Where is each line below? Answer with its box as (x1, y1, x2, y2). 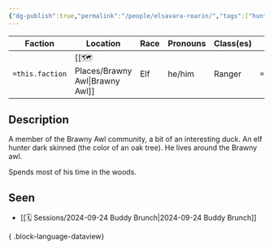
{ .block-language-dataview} (8, 232, 105, 242)
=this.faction (12, 70, 67, 79)
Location (85, 37, 121, 49)
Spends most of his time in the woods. (8, 167, 136, 177)
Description (8, 113, 69, 127)
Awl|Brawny (74, 75, 120, 86)
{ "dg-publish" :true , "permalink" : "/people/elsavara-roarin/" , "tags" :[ (8, 11, 249, 20)
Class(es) (214, 37, 252, 49)
